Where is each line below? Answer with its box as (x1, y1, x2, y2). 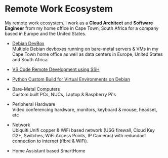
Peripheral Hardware (12, 101, 56, 107)
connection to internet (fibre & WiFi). (12, 138, 89, 144)
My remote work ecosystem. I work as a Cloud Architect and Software (5, 20, 153, 26)
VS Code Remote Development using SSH (12, 66, 100, 72)
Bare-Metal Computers (12, 86, 60, 92)
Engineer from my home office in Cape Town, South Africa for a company (5, 25, 159, 31)
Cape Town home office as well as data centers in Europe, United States (12, 51, 163, 57)
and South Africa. (12, 56, 49, 62)
